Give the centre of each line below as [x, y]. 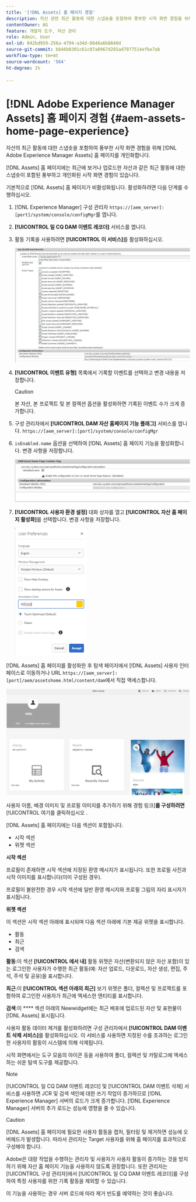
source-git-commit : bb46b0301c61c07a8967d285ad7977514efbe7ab [83, 50]
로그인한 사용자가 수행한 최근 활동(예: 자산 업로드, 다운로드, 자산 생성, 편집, [97, 969]
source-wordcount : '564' [36, 62]
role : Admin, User [28, 37]
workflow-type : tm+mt [32, 56]
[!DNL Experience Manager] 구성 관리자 [61, 207]
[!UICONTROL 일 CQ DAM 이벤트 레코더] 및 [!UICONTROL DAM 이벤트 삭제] [94, 1086]
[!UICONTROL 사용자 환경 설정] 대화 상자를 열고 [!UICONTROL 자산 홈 [95, 512]
